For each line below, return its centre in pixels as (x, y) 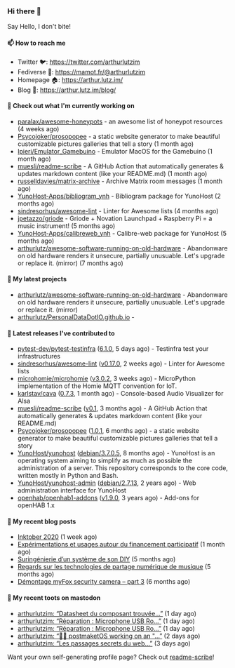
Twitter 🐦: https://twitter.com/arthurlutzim (79, 62)
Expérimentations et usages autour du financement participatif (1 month (121, 545)
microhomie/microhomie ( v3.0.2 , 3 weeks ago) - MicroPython (107, 379)
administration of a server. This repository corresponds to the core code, (122, 468)
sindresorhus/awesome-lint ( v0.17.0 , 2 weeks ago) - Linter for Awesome (121, 363)
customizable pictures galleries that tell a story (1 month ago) (106, 144)
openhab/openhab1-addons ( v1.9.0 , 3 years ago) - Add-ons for (108, 498)
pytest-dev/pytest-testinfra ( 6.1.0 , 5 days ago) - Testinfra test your (113, 349)
